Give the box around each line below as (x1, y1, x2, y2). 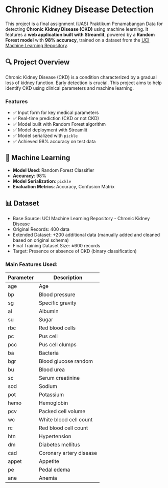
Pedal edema (38, 466, 70, 473)
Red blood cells (38, 324, 76, 331)
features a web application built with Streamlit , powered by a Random (5, 31, 155, 37)
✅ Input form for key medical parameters (12, 109, 99, 116)
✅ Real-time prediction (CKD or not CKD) (12, 115, 100, 122)
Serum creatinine (38, 374, 80, 381)
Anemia (38, 474, 57, 481)
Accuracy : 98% (12, 172, 47, 179)
